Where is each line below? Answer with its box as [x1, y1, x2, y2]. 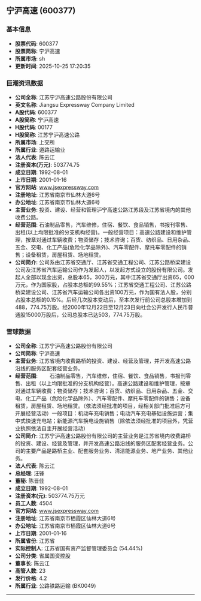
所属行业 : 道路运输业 [14, 146, 66, 153]
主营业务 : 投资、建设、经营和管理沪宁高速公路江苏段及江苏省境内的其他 [14, 206, 191, 213]
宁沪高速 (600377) [6, 5, 76, 16]
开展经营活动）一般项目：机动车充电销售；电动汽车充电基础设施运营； [14, 410, 188, 417]
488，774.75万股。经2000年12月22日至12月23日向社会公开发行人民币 [14, 303, 188, 311]
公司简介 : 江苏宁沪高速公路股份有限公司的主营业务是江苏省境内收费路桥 [14, 432, 191, 440]
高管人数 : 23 [14, 567, 46, 575]
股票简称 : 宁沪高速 [14, 47, 60, 55]
